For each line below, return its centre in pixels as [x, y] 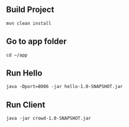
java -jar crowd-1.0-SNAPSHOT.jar [49, 118]
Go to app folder [36, 42]
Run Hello [24, 73]
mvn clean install [29, 23]
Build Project [30, 10]
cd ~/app [17, 55]
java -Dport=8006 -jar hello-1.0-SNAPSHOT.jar [64, 87]
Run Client [26, 105]
